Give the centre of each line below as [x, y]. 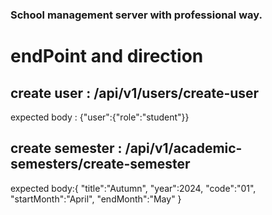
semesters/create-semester [100, 164]
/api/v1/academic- [183, 148]
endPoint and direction [107, 56]
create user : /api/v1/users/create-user [135, 93]
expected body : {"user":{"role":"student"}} [100, 117]
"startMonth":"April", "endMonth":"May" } [96, 199]
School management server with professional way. [136, 15]
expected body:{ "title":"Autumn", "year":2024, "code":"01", [133, 188]
